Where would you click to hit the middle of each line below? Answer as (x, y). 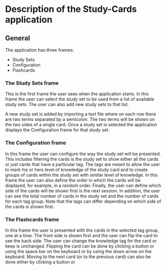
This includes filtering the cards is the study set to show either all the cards (82, 159)
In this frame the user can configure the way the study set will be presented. (83, 154)
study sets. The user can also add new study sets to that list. (67, 104)
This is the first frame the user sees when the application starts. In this (77, 94)
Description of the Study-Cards (71, 9)
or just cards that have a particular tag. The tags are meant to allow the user (83, 164)
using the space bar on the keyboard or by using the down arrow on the (79, 251)
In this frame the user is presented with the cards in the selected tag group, (82, 230)
